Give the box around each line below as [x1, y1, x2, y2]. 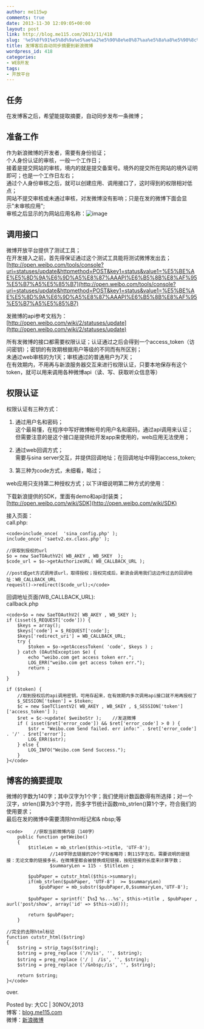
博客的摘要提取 [6, 775, 63, 785]
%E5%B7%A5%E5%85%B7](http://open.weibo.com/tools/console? [6, 280, 176, 287]
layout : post [6, 26, 39, 32]
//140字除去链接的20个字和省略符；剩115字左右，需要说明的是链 [49, 851, 190, 857]
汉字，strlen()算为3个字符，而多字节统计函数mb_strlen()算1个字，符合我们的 [6, 800, 197, 808]
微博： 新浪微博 [6, 1016, 44, 1024]
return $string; [17, 973, 59, 979]
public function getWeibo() [17, 834, 88, 840]
